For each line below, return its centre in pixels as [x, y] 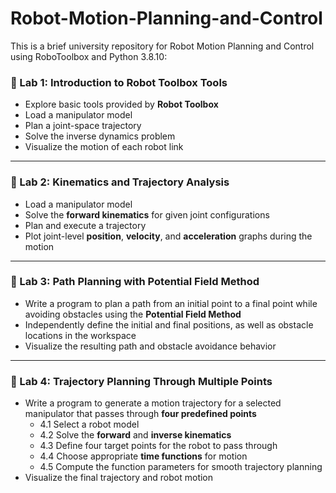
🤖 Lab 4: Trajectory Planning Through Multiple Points [141, 381]
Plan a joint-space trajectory [83, 126]
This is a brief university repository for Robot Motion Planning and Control [162, 46]
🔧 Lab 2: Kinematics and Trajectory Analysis [120, 182]
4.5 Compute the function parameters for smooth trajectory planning [181, 467]
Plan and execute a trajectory [85, 225]
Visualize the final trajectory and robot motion [119, 478]
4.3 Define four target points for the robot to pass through [158, 446]
